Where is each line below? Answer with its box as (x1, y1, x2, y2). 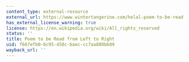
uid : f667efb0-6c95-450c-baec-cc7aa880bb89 (6, 42, 115, 48)
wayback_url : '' (6, 47, 46, 53)
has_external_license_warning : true (6, 19, 96, 25)
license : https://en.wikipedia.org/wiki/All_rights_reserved (6, 25, 160, 31)
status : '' (6, 31, 33, 37)
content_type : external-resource (6, 8, 89, 15)
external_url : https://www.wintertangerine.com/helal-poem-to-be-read (6, 14, 184, 20)
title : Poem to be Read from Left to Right (6, 36, 115, 42)
